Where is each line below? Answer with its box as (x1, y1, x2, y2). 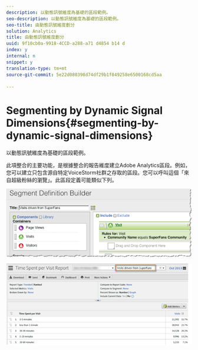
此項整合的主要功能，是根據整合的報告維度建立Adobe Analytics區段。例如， (6, 162, 190, 169)
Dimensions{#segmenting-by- (6, 117, 159, 130)
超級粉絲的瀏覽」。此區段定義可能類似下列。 (11, 177, 117, 184)
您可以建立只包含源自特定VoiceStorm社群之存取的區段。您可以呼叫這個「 (6, 169, 184, 176)
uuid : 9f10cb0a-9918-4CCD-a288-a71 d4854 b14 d (6, 41, 126, 47)
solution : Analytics (6, 28, 57, 34)
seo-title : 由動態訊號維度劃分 (6, 22, 75, 28)
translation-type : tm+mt (6, 65, 67, 71)
